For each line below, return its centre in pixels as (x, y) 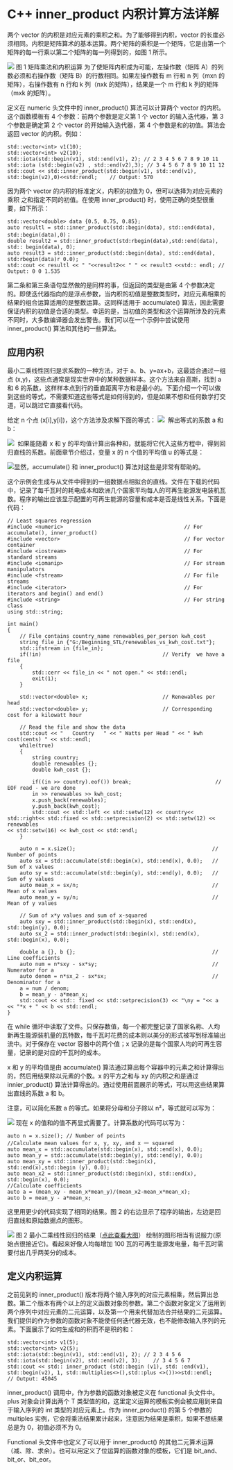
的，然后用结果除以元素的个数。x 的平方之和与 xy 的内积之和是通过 (103, 1076)
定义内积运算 (35, 1277)
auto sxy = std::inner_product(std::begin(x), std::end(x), (108, 921)
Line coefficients (34, 958)
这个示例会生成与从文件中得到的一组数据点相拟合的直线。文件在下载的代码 (113, 481)
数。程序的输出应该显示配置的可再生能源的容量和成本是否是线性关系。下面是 (116, 499)
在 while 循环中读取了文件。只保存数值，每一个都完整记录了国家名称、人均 (114, 1026)
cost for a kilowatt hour (44, 715)
